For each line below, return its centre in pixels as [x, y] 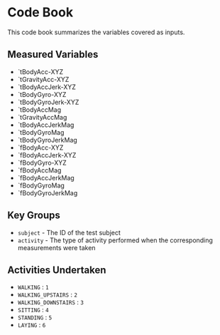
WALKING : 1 [33, 287]
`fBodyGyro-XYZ [42, 163]
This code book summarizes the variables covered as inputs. [96, 32]
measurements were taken [56, 247]
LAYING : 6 [32, 325]
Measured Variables [53, 55]
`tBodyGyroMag [41, 132]
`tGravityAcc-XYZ [43, 79]
